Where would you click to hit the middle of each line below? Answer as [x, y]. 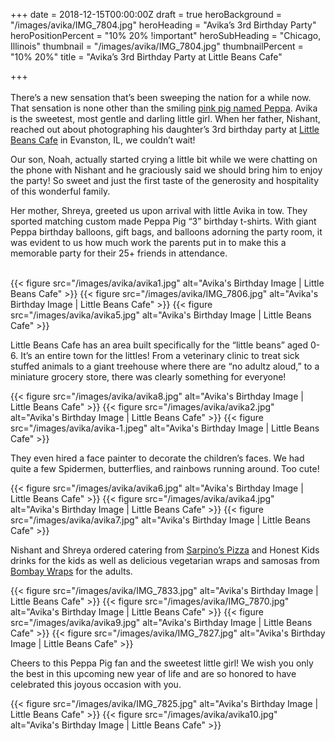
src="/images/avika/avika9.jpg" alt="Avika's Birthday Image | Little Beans [161, 622]
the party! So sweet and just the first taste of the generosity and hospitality [165, 180]
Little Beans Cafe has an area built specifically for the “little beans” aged [159, 345]
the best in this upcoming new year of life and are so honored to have [153, 673]
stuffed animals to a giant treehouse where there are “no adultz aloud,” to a [165, 366]
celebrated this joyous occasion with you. [96, 684]
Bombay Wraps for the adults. [71, 571]
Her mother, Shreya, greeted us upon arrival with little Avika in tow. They [159, 210]
